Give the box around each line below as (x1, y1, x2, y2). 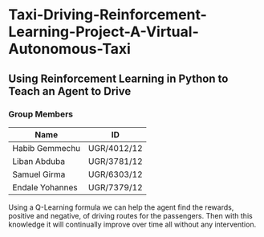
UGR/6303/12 (87, 169, 143, 180)
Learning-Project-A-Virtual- (8, 22, 199, 41)
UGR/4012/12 (87, 142, 143, 153)
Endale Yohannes (12, 182, 78, 193)
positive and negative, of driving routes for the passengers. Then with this (8, 210, 253, 220)
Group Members (8, 108, 74, 120)
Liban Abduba (12, 155, 66, 166)
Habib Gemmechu (12, 142, 81, 153)
